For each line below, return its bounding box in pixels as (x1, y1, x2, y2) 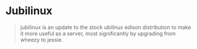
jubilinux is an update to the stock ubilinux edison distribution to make (20, 24, 192, 31)
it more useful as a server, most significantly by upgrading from (20, 30, 176, 37)
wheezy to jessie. (20, 36, 63, 43)
